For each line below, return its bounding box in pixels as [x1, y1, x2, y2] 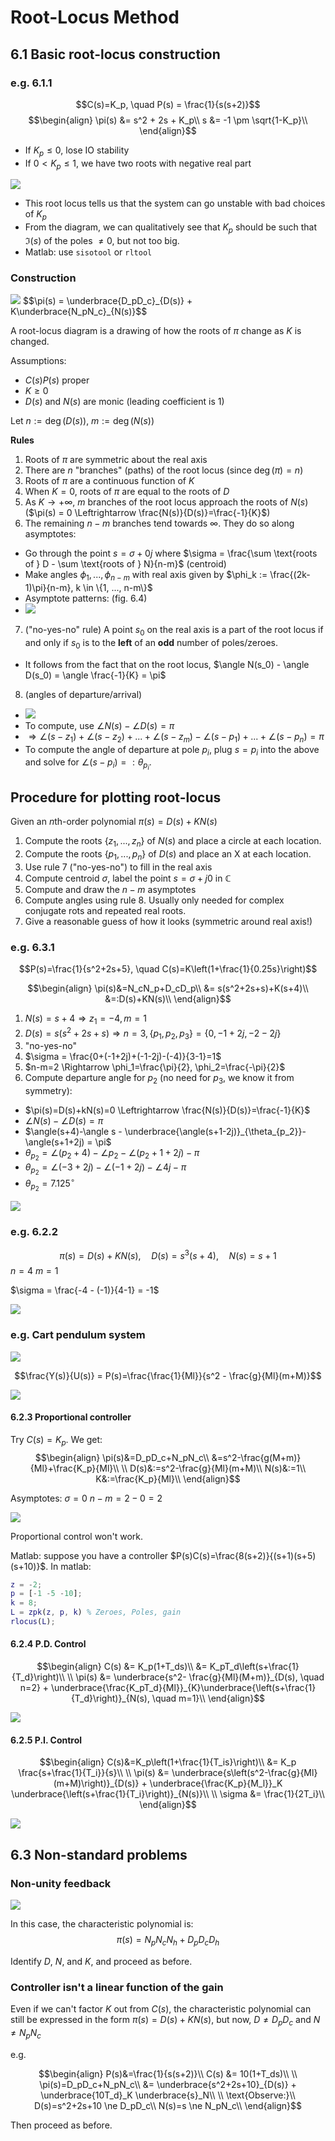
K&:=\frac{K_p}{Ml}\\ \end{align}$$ [95, 1472, 241, 1485]
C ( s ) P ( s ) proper [24, 374, 90, 386]
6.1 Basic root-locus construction [10, 46, 221, 63]
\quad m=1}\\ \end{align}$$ [151, 1692, 266, 1705]
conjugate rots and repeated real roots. [24, 904, 187, 916]
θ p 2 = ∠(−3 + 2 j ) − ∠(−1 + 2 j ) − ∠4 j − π [24, 1161, 187, 1177]
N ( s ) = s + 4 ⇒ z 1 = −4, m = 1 [24, 1012, 147, 1026]
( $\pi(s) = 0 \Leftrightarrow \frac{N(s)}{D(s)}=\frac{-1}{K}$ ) [24, 507, 271, 519]
